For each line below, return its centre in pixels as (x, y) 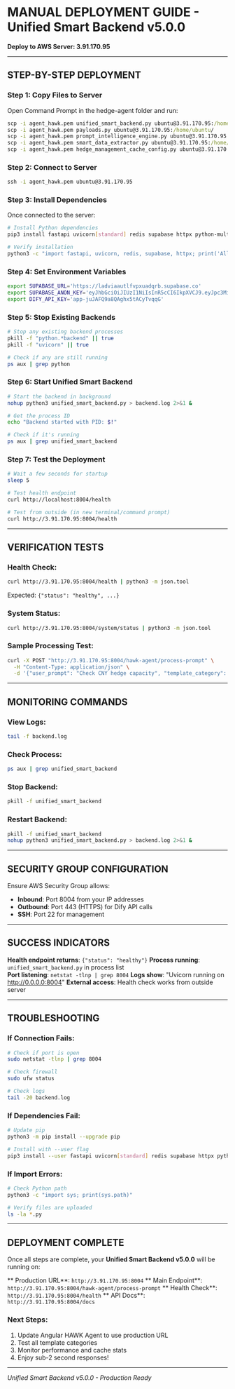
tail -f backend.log (37, 737)
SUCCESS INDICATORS (59, 943)
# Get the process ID (39, 416)
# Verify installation (40, 247)
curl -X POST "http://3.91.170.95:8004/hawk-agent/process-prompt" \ (111, 660)
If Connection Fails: (41, 1038)
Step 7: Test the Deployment (56, 459)
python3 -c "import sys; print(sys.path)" (70, 1195)
